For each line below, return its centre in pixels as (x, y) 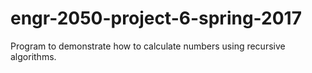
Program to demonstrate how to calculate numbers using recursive (148, 46)
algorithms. (33, 56)
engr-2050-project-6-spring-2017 (156, 18)
